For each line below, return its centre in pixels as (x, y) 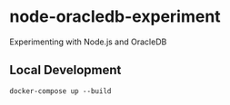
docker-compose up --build (60, 91)
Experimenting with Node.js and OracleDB (88, 42)
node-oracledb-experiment (115, 17)
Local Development (65, 70)
